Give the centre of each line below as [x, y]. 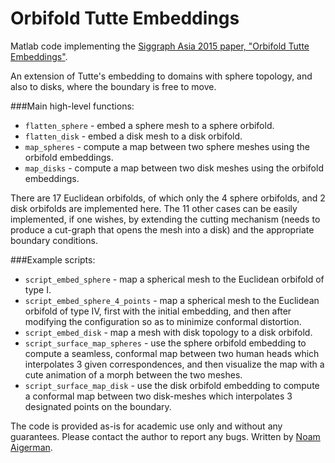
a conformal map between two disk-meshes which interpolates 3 [158, 396]
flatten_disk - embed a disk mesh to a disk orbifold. [133, 136]
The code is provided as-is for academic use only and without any [146, 426]
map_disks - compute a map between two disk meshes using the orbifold [174, 168]
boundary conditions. [54, 240]
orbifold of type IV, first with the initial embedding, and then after [158, 311]
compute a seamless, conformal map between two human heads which [172, 353]
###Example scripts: [53, 259]
